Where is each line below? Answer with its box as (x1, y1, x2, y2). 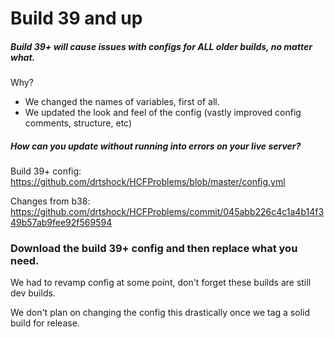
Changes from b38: (10, 195, 91, 207)
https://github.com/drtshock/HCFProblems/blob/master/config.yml (10, 176, 286, 188)
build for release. (10, 317, 80, 329)
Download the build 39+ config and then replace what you (10, 242, 298, 256)
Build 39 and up (10, 7, 143, 30)
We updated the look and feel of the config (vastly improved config (24, 107, 302, 119)
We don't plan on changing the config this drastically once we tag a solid (10, 307, 311, 319)
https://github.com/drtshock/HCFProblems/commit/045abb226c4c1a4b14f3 (10, 206, 325, 218)
